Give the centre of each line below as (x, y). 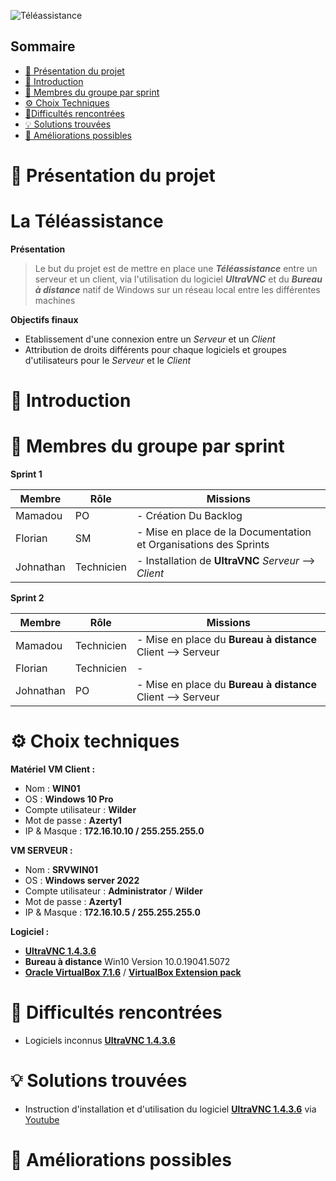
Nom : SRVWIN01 (61, 869)
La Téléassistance (87, 221)
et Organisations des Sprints (203, 545)
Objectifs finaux (44, 319)
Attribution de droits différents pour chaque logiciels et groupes (155, 349)
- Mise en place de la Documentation (224, 532)
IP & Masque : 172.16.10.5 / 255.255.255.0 (112, 912)
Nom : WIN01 (52, 788)
